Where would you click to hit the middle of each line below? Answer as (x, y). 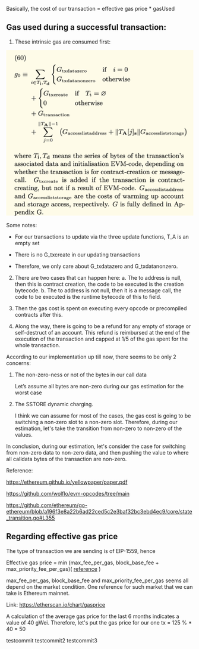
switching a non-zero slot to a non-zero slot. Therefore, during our (96, 422)
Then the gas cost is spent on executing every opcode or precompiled (101, 308)
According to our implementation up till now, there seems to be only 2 (91, 357)
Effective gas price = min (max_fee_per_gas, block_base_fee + (83, 563)
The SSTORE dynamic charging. (54, 404)
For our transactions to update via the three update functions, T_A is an (102, 237)
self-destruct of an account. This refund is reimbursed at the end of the (102, 332)
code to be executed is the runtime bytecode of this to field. (88, 296)
